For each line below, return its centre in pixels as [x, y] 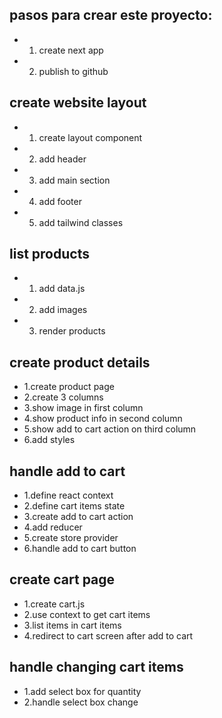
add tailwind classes [81, 222]
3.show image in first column [83, 408]
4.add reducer [53, 527]
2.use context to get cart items [87, 614]
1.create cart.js [54, 604]
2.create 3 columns [63, 397]
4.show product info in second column [103, 419]
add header [62, 159]
